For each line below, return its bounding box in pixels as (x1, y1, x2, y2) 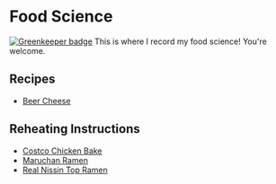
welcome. (9, 45, 46, 56)
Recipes (9, 72, 56, 87)
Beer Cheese (22, 95, 71, 106)
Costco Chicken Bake (22, 145, 102, 156)
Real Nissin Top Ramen (22, 164, 108, 175)
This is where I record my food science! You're (93, 36, 267, 47)
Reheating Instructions (9, 121, 141, 136)
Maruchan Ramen (22, 154, 88, 165)
